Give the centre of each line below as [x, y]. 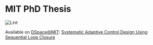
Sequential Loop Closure [30, 37]
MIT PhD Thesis [38, 9]
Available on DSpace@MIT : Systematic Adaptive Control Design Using [76, 32]
